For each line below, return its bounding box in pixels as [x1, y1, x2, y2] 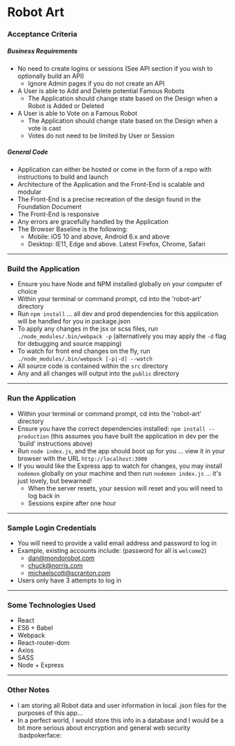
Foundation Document [17, 203, 82, 211]
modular [17, 187, 42, 197]
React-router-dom [17, 639, 70, 647]
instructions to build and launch [17, 173, 108, 181]
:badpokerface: [17, 731, 62, 739]
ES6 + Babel [17, 624, 54, 632]
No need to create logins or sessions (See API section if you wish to [17, 65, 213, 73]
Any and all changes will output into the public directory [17, 369, 180, 378]
